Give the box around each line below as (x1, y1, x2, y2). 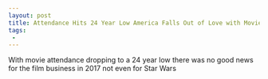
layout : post (8, 11, 52, 20)
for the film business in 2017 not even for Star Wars (8, 64, 177, 73)
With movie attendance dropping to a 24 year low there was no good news (8, 55, 254, 65)
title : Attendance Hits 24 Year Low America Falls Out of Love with (8, 19, 241, 27)
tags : (8, 26, 26, 34)
